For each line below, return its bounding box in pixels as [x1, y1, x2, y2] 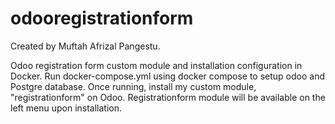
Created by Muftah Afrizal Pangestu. [10, 40, 161, 52]
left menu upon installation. [10, 102, 123, 114]
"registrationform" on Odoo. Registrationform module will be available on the [10, 91, 326, 103]
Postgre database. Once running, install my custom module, [10, 80, 257, 92]
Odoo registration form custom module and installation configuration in [10, 59, 303, 71]
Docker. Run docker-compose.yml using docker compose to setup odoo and [10, 70, 325, 82]
